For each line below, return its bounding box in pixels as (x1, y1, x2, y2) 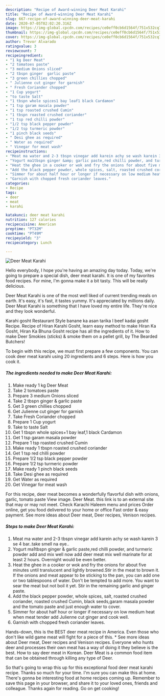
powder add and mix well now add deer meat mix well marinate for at (12, 551, 152, 557)
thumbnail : (5, 30, 28, 35)
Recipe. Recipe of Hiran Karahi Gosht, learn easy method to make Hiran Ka (5, 323, 156, 329)
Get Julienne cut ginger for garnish (12, 409, 84, 415)
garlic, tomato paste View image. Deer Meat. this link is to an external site (5, 496, 154, 502)
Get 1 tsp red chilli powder (12, 451, 66, 456)
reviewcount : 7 (5, 48, 37, 53)
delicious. (5, 283, 25, 289)
